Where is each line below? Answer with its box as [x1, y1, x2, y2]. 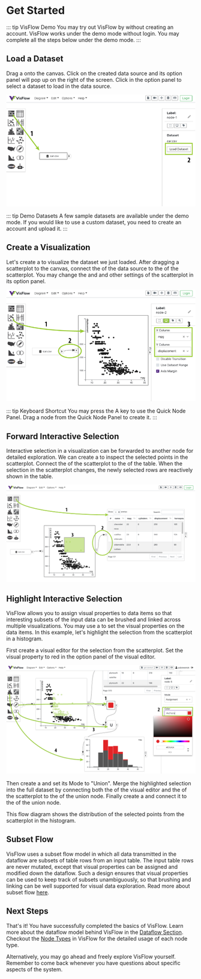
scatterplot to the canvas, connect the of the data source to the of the [6, 265, 179, 272]
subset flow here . [6, 888, 50, 896]
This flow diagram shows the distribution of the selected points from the [6, 810, 185, 818]
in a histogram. [6, 635, 43, 642]
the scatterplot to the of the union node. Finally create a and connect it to [6, 792, 187, 800]
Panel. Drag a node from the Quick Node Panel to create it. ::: [6, 414, 157, 421]
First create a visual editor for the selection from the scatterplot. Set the [6, 647, 184, 654]
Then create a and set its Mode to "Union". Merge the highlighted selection [6, 779, 191, 787]
